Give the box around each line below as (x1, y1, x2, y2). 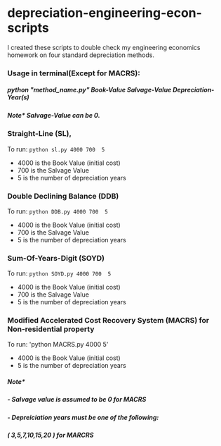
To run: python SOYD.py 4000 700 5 (7, 269, 112, 278)
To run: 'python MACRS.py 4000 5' (7, 340, 109, 349)
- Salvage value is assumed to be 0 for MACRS (7, 395, 147, 404)
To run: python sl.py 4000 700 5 (7, 144, 105, 153)
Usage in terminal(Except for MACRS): (7, 68, 140, 78)
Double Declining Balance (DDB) (7, 191, 119, 201)
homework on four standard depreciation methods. (7, 51, 154, 59)
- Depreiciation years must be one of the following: (7, 413, 159, 421)
